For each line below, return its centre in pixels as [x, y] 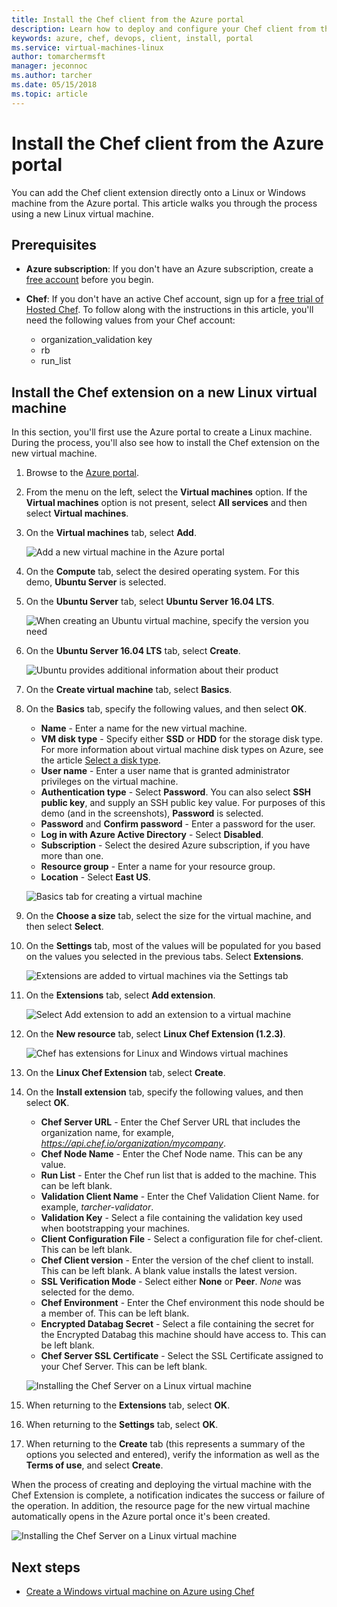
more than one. [72, 856]
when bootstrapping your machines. [115, 1228]
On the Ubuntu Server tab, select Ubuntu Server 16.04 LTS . [150, 602]
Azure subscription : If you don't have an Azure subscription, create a [169, 269]
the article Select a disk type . [100, 760]
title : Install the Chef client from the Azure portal [128, 19]
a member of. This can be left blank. [115, 1313]
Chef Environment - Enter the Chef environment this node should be [182, 1303]
